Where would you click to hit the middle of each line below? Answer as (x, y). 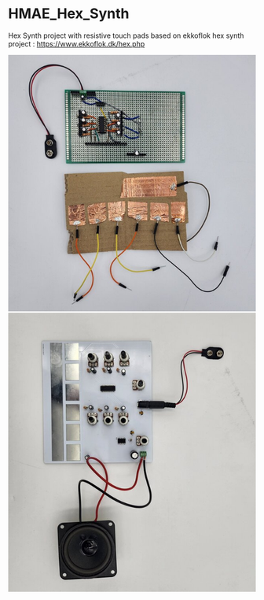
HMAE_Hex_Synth (69, 14)
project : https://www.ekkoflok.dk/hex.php (77, 43)
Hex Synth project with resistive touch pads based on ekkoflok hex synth (126, 35)
